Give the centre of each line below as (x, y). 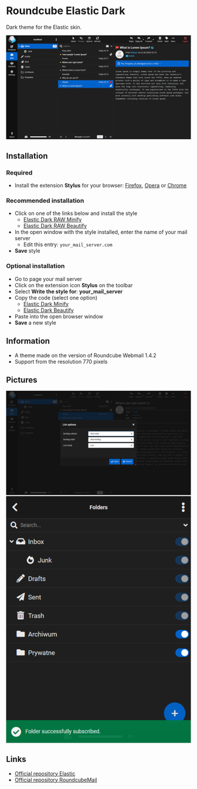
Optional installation (35, 266)
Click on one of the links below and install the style (76, 213)
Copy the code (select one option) (56, 297)
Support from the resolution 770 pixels (61, 361)
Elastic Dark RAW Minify (52, 220)
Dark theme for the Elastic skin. (44, 27)
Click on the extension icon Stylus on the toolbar (74, 285)
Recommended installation (45, 201)
